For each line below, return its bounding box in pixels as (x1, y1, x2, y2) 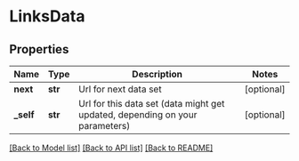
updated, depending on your (78, 109, 198, 121)
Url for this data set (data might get (78, 98, 225, 109)
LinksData (9, 6, 85, 27)
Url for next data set (78, 83, 162, 95)
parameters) (78, 120, 131, 132)
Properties (9, 42, 69, 57)
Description (132, 68, 183, 80)
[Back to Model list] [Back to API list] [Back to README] (9, 142, 214, 153)
